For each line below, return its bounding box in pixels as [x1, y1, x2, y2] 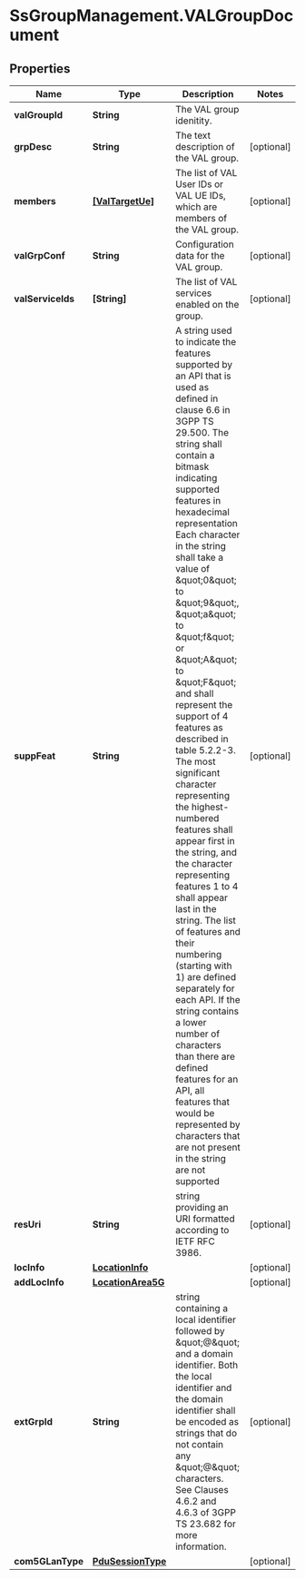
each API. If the [175, 994, 241, 1005]
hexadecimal [175, 505, 230, 518]
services [175, 287, 212, 299]
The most [175, 755, 216, 768]
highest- [191, 800, 230, 813]
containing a [175, 1302, 229, 1314]
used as [175, 381, 210, 393]
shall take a [175, 551, 224, 564]
